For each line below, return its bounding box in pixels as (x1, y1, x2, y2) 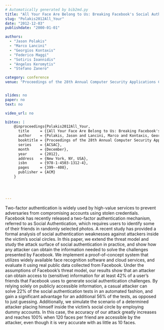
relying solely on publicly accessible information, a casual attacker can (5, 283, 147, 289)
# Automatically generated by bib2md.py (5, 7, 89, 12)
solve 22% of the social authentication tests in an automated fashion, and (5, 288, 153, 294)
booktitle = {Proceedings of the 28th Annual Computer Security (18, 138, 152, 143)
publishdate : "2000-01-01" (5, 25, 60, 30)
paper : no (5, 97, 25, 102)
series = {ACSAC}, (18, 142, 62, 147)
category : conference (5, 75, 49, 80)
